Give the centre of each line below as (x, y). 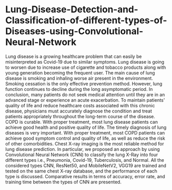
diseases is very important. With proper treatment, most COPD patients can (85, 132)
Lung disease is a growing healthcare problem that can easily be (74, 56)
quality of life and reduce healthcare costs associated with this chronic (80, 105)
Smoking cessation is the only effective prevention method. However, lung (84, 84)
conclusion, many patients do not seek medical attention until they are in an (85, 94)
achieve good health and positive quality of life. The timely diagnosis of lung (86, 127)
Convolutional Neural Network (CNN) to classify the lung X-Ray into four (82, 155)
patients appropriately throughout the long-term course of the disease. (80, 116)
